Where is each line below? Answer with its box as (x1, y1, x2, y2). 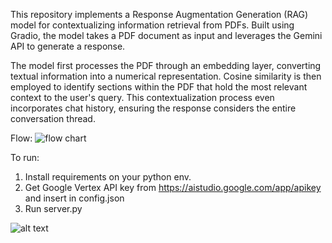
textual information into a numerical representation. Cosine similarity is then (10, 70, 322, 82)
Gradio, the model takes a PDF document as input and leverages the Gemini (10, 30, 323, 41)
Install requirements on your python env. (24, 171, 192, 183)
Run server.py (24, 203, 83, 214)
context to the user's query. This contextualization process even (10, 92, 275, 103)
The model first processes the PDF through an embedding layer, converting (10, 60, 322, 71)
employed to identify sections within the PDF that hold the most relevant (10, 81, 308, 93)
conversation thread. (10, 113, 96, 124)
